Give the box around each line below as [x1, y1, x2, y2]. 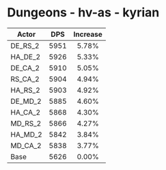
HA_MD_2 [10, 130, 42, 139]
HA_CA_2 [10, 107, 41, 117]
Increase [73, 29, 102, 39]
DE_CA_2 [10, 63, 40, 72]
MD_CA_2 [10, 141, 42, 150]
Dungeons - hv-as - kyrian [7, 5, 160, 20]
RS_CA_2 [10, 74, 40, 83]
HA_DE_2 [10, 52, 41, 61]
